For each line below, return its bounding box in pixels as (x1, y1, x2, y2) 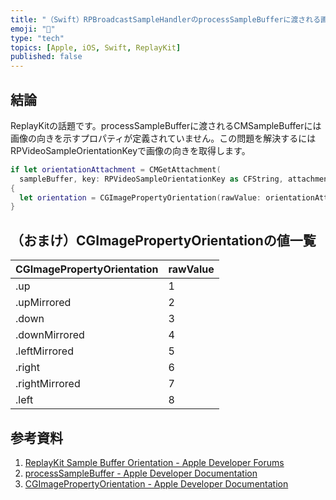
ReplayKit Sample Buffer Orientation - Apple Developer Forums (24, 456, 285, 468)
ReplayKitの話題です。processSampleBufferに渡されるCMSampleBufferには (10, 119, 322, 131)
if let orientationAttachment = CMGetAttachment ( (10, 164, 222, 175)
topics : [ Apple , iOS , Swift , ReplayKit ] (10, 42, 182, 53)
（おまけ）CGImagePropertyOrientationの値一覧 (10, 232, 317, 249)
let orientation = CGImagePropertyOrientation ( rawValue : (19, 192, 262, 203)
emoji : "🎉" (10, 24, 56, 34)
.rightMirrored (15, 377, 81, 391)
